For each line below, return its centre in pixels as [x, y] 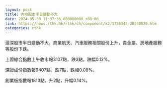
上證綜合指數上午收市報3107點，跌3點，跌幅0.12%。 [59, 59]
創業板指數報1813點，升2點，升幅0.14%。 [48, 81]
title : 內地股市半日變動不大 [32, 14]
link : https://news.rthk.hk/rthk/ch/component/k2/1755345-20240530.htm [81, 23]
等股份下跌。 [18, 49]
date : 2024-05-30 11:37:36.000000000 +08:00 [52, 19]
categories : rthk [23, 28]
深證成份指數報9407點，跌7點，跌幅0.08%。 [51, 70]
